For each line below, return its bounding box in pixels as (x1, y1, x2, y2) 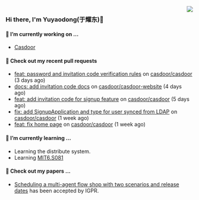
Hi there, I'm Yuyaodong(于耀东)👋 (5, 15, 105, 23)
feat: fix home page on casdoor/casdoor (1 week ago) (14, 121, 146, 128)
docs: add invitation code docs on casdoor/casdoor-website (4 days (14, 83, 182, 90)
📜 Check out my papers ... (5, 167, 71, 174)
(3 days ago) (14, 77, 46, 84)
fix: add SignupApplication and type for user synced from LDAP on (14, 108, 178, 115)
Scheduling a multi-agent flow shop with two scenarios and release (14, 180, 179, 188)
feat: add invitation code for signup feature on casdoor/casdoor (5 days (14, 96, 189, 103)
